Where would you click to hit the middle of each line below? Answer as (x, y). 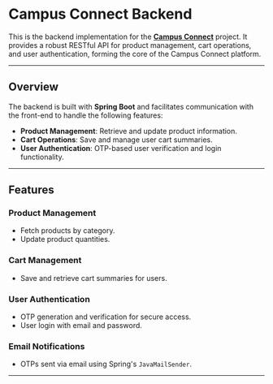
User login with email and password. (81, 326)
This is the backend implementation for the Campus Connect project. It (128, 37)
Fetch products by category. (67, 231)
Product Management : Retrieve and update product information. (129, 131)
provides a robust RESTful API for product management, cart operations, (130, 45)
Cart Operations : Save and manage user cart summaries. (116, 140)
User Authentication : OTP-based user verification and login (121, 148)
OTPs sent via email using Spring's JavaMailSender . (106, 364)
